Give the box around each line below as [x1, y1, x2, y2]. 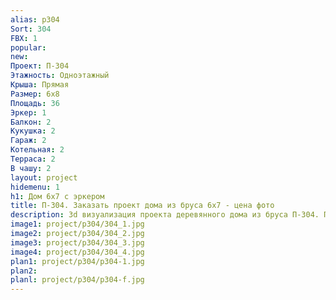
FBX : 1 [10, 33, 38, 43]
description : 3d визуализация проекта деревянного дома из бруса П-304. [10, 210, 320, 220]
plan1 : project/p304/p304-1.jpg [10, 256, 145, 266]
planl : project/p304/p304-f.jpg [10, 275, 145, 285]
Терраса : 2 [10, 154, 56, 164]
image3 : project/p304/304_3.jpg [10, 237, 145, 248]
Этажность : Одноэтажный [10, 71, 110, 81]
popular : [10, 42, 47, 53]
